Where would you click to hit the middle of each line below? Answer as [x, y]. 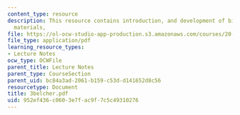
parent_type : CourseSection [49, 74]
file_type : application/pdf [49, 41]
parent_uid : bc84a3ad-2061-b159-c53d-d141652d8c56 [84, 80]
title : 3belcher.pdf [38, 94]
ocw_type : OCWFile [35, 61]
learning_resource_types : [46, 47]
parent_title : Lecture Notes [51, 67]
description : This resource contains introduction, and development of [116, 21]
